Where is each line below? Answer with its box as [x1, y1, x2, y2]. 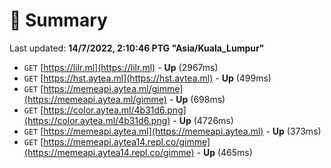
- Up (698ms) [168, 93, 226, 105]
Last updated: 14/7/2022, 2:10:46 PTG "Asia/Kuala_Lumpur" [9, 42, 265, 54]
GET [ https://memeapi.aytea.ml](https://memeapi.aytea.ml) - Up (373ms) [23, 125, 322, 137]
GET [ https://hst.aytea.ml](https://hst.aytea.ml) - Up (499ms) [23, 72, 272, 84]
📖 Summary [9, 9, 108, 32]
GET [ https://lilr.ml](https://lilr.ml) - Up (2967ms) [23, 61, 219, 73]
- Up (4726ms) [172, 114, 234, 126]
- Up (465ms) [196, 146, 253, 158]
